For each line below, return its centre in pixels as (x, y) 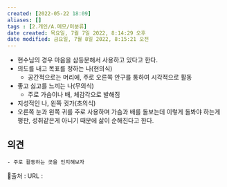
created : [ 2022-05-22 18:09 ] (49, 14)
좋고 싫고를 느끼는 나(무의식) (56, 86)
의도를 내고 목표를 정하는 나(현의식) (65, 69)
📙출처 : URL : (25, 176)
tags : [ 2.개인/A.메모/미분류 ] (47, 26)
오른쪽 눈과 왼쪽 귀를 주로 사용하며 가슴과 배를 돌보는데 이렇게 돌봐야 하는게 (119, 112)
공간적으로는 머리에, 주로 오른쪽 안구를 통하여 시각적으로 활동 (110, 78)
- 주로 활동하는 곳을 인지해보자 (46, 162)
